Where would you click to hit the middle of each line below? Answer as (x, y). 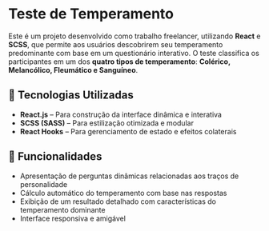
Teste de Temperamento (91, 14)
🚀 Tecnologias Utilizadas (71, 96)
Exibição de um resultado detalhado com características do (118, 201)
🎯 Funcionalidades (55, 157)
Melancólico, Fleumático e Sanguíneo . (73, 70)
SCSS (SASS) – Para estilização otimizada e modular (107, 123)
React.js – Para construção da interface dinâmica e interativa (121, 114)
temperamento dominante (62, 209)
